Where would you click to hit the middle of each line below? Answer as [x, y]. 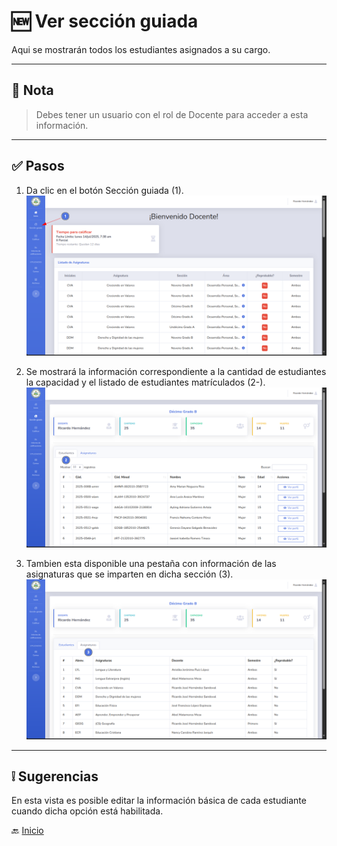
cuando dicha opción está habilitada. [87, 811]
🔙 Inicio [27, 831]
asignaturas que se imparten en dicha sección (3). [129, 574]
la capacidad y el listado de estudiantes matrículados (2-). [145, 382]
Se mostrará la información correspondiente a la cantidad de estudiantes [176, 371]
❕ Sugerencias [55, 776]
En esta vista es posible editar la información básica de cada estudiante [159, 801]
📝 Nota [32, 90]
